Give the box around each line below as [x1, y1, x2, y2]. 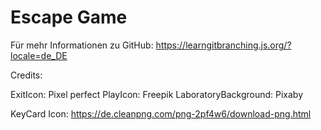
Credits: [10, 69, 43, 81]
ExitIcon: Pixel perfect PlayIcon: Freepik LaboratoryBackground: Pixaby [10, 88, 304, 100]
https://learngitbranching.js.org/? [155, 39, 292, 51]
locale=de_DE [10, 49, 68, 61]
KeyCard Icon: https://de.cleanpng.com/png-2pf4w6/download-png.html [10, 107, 312, 120]
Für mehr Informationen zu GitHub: [10, 39, 154, 51]
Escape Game [10, 6, 128, 29]
